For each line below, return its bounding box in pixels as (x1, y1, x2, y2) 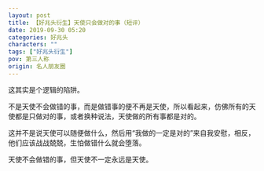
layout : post (8, 11, 51, 20)
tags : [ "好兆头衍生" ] (8, 48, 73, 56)
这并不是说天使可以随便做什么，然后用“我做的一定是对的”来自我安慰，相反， (8, 128, 255, 137)
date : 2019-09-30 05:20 (8, 26, 86, 34)
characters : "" (8, 41, 58, 49)
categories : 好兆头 (8, 33, 68, 42)
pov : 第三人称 (8, 56, 49, 64)
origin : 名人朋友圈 (8, 63, 66, 71)
